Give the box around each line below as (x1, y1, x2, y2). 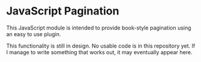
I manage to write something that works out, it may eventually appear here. (6, 48, 193, 55)
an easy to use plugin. (6, 30, 62, 37)
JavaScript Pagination (6, 4, 120, 18)
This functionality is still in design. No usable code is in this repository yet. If (6, 42, 196, 49)
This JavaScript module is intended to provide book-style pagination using (6, 24, 191, 31)
